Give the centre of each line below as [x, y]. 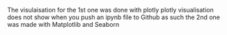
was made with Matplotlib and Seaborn [63, 24]
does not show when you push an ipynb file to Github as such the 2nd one [114, 17]
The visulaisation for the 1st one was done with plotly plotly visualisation [110, 10]
